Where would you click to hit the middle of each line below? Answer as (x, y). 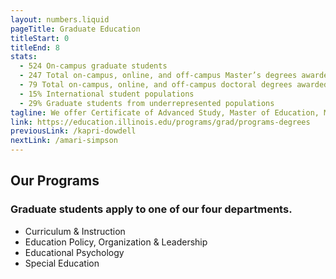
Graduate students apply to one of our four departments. (151, 209)
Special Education (62, 263)
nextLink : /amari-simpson (64, 141)
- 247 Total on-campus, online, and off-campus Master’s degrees (158, 76)
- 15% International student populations (107, 94)
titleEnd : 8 (35, 47)
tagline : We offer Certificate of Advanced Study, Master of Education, (165, 112)
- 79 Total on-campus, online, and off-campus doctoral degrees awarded (174, 85)
